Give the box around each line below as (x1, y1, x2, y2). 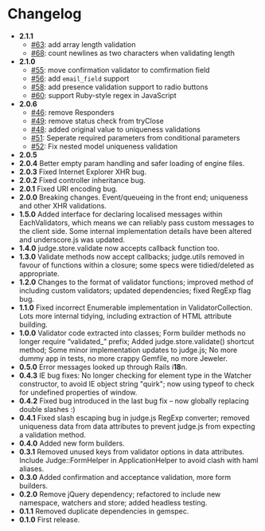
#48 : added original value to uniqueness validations (30, 125, 201, 134)
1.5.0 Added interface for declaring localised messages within (18, 209, 223, 219)
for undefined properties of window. (18, 387, 138, 397)
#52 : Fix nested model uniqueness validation (30, 141, 178, 151)
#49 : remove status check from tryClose (30, 116, 164, 125)
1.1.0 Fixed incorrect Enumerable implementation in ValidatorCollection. (18, 303, 252, 312)
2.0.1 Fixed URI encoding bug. (18, 184, 119, 193)
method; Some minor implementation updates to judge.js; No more (18, 345, 238, 355)
